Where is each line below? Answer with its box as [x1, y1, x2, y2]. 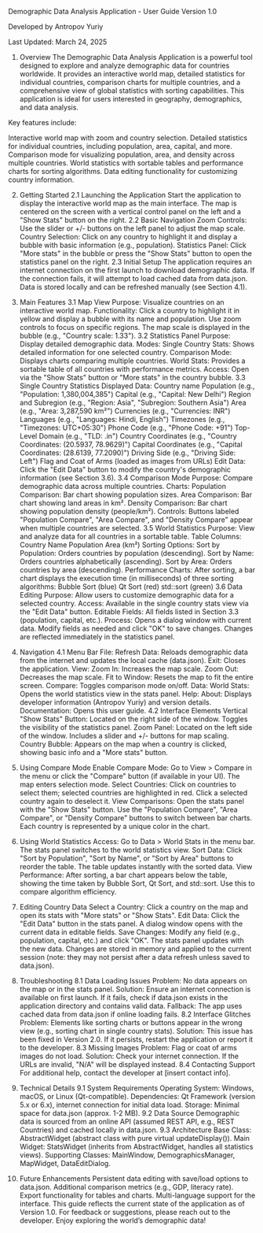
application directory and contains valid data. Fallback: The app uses [19, 1002, 243, 1010]
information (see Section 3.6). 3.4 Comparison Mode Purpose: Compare [19, 473, 254, 483]
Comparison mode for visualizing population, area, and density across [8, 150, 236, 159]
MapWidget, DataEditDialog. [19, 1159, 111, 1168]
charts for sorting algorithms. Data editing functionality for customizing [8, 167, 238, 176]
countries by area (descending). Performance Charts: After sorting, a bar [19, 565, 256, 574]
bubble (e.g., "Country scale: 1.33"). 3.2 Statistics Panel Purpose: [19, 331, 231, 340]
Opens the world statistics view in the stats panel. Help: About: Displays [19, 689, 253, 698]
